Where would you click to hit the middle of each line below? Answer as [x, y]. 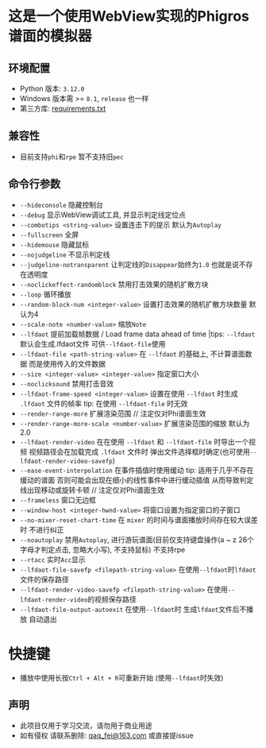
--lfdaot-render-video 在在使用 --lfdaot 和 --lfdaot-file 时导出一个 [134, 441]
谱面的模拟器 [50, 36]
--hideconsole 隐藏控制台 [61, 204]
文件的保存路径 [44, 579]
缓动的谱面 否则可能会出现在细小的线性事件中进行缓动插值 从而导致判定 [137, 480]
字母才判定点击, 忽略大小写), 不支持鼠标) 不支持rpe [102, 549]
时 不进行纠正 [42, 529]
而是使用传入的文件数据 [67, 363]
